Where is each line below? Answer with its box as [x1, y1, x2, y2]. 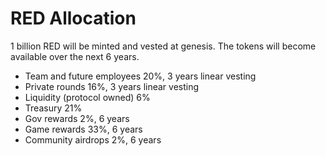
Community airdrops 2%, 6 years [24, 133, 162, 146]
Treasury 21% [24, 102, 83, 114]
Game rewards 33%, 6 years [24, 123, 143, 135]
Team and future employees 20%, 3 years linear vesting [24, 70, 257, 82]
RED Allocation [10, 7, 137, 30]
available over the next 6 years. [10, 50, 140, 62]
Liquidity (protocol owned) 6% [24, 91, 151, 103]
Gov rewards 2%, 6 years [24, 112, 130, 124]
